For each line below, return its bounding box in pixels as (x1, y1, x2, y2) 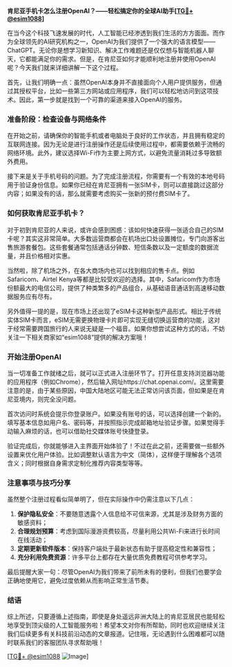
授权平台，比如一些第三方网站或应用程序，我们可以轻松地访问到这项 (19, 87, 213, 95)
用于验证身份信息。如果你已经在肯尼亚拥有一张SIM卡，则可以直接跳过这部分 (7, 181, 224, 189)
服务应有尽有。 (12, 292, 56, 301)
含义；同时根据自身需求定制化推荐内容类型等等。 (7, 459, 146, 467)
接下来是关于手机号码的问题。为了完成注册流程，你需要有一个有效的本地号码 (7, 172, 225, 181)
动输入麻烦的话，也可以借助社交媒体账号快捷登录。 (7, 427, 153, 435)
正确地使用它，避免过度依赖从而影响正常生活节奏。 (7, 576, 153, 585)
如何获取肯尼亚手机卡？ (7, 208, 85, 218)
